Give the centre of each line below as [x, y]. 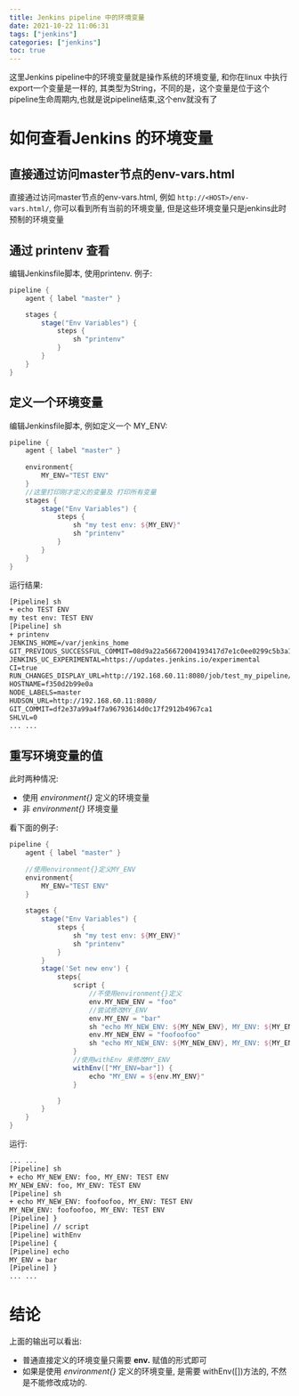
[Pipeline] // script [49, 1227]
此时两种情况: [34, 779]
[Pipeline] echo [39, 1252]
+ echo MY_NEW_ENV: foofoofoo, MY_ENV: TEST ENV [101, 1202]
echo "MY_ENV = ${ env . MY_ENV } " [146, 1076]
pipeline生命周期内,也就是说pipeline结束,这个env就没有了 [113, 100]
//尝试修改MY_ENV [118, 1010]
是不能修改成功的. [54, 1383]
